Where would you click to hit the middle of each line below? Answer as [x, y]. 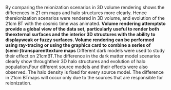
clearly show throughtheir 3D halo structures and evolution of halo [75, 61]
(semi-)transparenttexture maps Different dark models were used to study [85, 51]
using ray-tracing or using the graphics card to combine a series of [78, 45]
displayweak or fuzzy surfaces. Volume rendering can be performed [80, 40]
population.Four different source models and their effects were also [77, 67]
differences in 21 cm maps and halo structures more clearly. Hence [76, 13]
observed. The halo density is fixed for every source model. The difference [85, 72]
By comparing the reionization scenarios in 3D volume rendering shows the [85, 7]
